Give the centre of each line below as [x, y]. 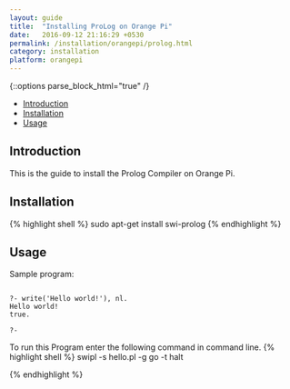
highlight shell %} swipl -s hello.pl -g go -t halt [96, 357]
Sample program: [42, 274]
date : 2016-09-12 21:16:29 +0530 [77, 35]
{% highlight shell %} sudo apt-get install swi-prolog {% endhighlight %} [145, 224]
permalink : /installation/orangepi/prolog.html [101, 43]
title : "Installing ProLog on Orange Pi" [91, 26]
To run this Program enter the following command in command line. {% [142, 347]
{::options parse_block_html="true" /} [80, 86]
